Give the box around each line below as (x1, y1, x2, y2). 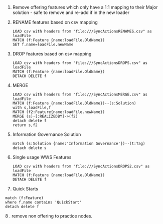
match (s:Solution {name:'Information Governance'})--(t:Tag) (12, 141, 145, 146)
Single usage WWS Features (12, 154, 72, 160)
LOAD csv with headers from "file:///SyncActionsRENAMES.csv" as (12, 29, 152, 34)
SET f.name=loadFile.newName (12, 42, 74, 47)
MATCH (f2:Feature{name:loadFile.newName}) (12, 109, 105, 114)
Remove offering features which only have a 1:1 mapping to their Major (12, 4, 158, 10)
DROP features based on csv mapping (12, 51, 92, 56)
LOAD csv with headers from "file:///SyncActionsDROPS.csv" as (12, 60, 148, 65)
